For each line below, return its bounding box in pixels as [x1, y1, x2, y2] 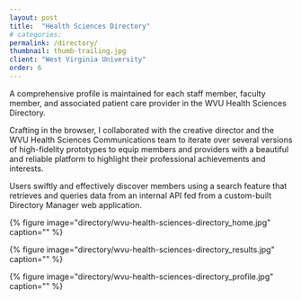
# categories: [9, 30, 63, 39]
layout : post [9, 13, 58, 23]
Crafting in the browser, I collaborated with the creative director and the [9, 124, 274, 135]
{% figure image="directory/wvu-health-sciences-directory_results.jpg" [9, 244, 276, 255]
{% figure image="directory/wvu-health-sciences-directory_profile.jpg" [9, 271, 274, 282]
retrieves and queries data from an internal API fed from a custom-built [9, 190, 272, 201]
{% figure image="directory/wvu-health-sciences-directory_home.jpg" [9, 217, 271, 228]
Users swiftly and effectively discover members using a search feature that [9, 180, 288, 191]
